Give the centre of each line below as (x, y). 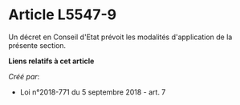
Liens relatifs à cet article (51, 61)
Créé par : (24, 76)
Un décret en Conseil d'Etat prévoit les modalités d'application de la (120, 37)
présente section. (37, 45)
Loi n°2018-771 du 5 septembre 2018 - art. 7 (93, 92)
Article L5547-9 (63, 15)
